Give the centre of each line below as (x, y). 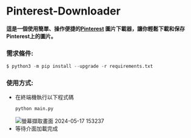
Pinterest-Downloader (64, 11)
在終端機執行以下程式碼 (44, 97)
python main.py (34, 109)
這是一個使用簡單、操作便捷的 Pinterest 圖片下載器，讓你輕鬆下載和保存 (95, 28)
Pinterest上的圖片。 (31, 36)
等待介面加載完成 (36, 129)
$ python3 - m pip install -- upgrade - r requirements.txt (80, 67)
